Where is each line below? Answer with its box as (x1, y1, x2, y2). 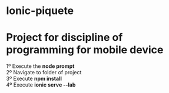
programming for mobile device (6, 43, 164, 57)
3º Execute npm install (6, 75, 62, 82)
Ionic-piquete (6, 4, 74, 18)
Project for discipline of (6, 31, 123, 44)
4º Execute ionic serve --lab (6, 81, 76, 88)
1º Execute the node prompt (6, 63, 75, 70)
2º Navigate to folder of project (6, 69, 82, 76)
